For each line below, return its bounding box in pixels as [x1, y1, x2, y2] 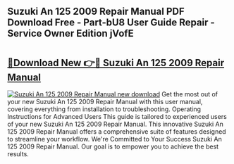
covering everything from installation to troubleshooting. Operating [7, 105, 202, 113]
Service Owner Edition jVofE [7, 27, 134, 39]
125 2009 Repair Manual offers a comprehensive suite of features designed [7, 127, 227, 136]
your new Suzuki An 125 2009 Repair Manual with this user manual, [7, 98, 203, 106]
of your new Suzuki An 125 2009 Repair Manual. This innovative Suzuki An [7, 120, 224, 128]
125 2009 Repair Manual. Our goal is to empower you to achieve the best [7, 142, 219, 151]
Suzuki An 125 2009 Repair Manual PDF [7, 6, 185, 18]
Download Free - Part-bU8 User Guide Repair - [7, 17, 215, 29]
